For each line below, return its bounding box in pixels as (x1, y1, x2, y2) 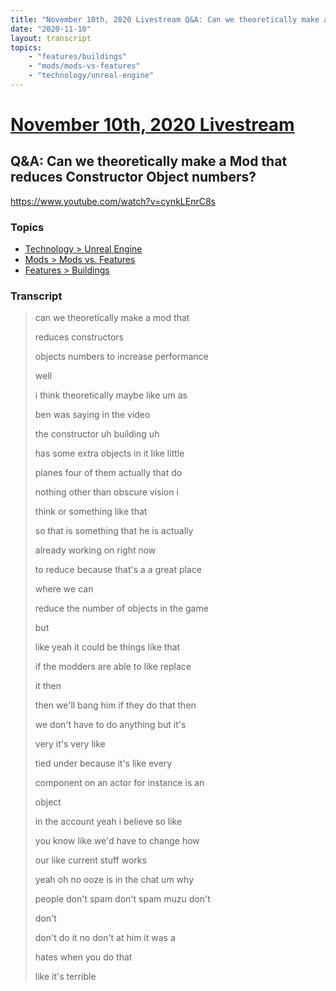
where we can (34, 583, 94, 595)
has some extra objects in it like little (34, 447, 185, 460)
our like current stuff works (34, 854, 147, 866)
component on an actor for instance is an (34, 777, 205, 789)
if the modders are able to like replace (34, 661, 192, 673)
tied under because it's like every (34, 757, 173, 770)
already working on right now (34, 544, 157, 556)
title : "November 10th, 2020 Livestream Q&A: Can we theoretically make (10, 14, 320, 25)
